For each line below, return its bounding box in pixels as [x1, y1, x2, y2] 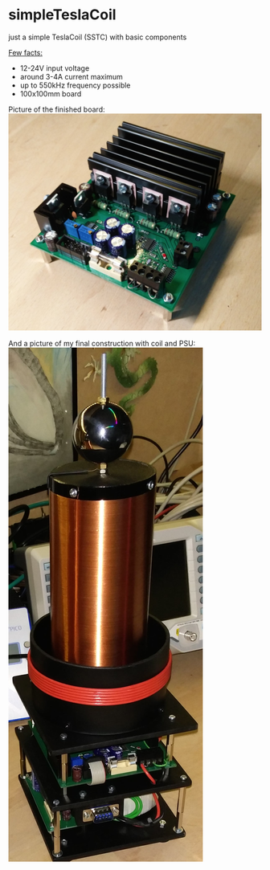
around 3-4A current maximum [19, 71, 123, 81]
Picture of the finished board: [8, 104, 105, 114]
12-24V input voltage [19, 63, 90, 73]
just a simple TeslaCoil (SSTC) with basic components [8, 32, 187, 42]
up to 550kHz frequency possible [19, 80, 131, 90]
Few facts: [8, 47, 43, 57]
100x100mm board [19, 88, 82, 98]
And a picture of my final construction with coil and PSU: [8, 338, 196, 348]
